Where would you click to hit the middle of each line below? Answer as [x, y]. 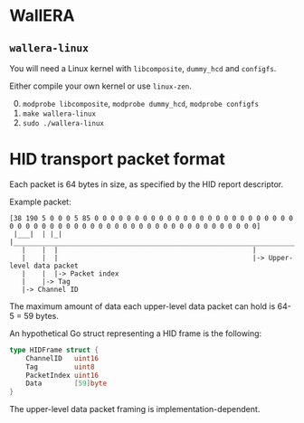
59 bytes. [41, 315]
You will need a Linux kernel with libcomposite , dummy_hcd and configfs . [143, 68]
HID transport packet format [118, 160]
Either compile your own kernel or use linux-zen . [101, 86]
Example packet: [40, 202]
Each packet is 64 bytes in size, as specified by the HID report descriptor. [146, 184]
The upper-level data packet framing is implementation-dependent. [135, 409]
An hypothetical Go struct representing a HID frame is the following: [136, 333]
